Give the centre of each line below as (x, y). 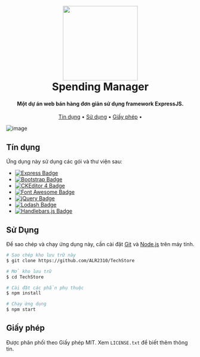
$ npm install (24, 293)
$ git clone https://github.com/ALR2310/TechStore (70, 260)
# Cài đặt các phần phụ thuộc (45, 288)
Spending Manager (100, 87)
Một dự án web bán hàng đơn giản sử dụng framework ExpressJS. (100, 104)
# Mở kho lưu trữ (29, 271)
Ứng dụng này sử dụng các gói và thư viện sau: (64, 162)
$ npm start (21, 310)
